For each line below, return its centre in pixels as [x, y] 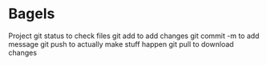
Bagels [32, 14]
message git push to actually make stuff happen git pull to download [121, 44]
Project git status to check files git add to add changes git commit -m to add [134, 36]
